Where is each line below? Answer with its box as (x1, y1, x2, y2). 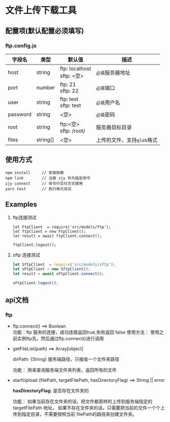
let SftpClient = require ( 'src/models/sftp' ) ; (12, 262, 116, 267)
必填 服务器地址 (96, 69, 131, 76)
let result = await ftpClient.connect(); (12, 233, 102, 238)
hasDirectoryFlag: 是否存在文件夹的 (12, 387, 89, 394)
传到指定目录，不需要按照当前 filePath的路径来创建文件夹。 (12, 411, 137, 417)
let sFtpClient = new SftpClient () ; (12, 266, 91, 272)
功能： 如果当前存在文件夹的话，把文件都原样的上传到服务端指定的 (12, 398, 153, 404)
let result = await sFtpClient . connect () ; (12, 272, 104, 277)
